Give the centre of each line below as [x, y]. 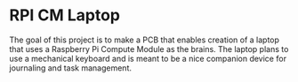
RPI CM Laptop [64, 15]
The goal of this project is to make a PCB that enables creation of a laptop [145, 40]
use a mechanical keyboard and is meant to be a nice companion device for [148, 58]
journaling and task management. [70, 68]
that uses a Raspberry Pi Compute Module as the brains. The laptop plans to [149, 48]
